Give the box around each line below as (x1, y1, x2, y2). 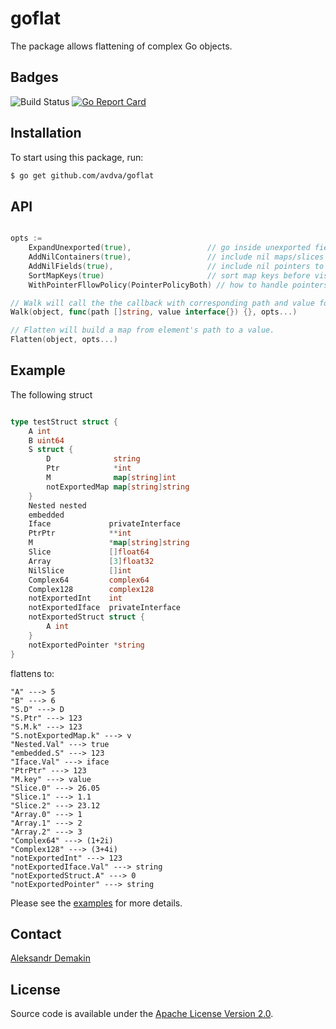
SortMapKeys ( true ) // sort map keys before (28, 270, 311, 281)
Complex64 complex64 (28, 575, 150, 585)
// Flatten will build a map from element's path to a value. (10, 325, 275, 336)
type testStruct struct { (10, 417, 118, 427)
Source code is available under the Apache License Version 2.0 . (10, 1008, 274, 1020)
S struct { (28, 445, 74, 455)
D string (46, 454, 141, 464)
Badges (10, 69, 59, 86)
